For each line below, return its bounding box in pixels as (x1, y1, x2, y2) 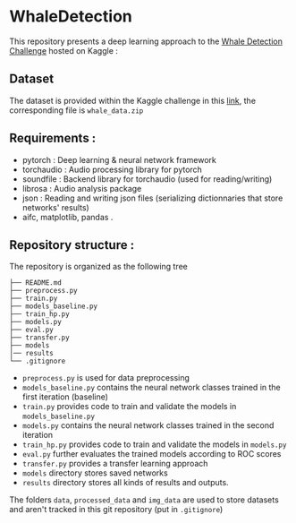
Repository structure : (9, 237, 135, 253)
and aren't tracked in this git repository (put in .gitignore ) (9, 504, 224, 515)
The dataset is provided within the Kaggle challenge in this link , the (9, 95, 257, 106)
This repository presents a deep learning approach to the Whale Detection (9, 36, 283, 47)
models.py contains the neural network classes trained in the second (21, 420, 275, 431)
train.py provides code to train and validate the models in (21, 401, 237, 412)
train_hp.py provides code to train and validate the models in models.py (21, 439, 287, 450)
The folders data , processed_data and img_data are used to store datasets (9, 494, 279, 505)
